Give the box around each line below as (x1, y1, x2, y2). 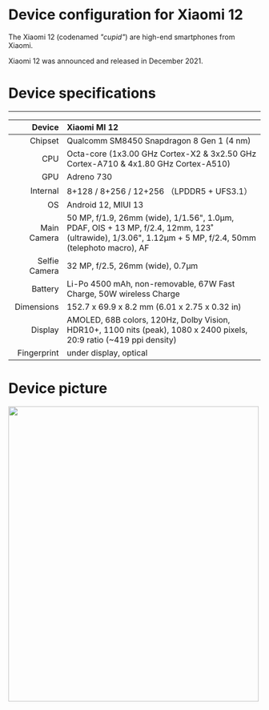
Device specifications (8, 84, 156, 102)
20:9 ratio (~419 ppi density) (66, 334, 177, 345)
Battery (31, 283, 59, 294)
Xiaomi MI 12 (66, 122, 118, 133)
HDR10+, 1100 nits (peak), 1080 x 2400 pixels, (66, 324, 248, 335)
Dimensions (14, 301, 59, 312)
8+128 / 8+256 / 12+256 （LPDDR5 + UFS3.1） (66, 186, 252, 197)
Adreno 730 (66, 170, 113, 182)
